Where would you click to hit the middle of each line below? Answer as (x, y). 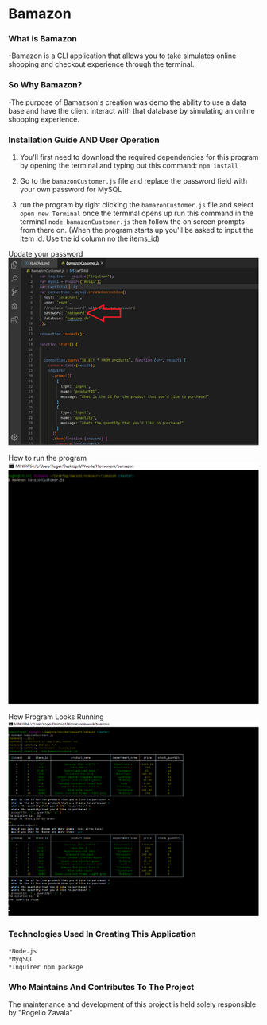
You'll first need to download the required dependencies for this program (139, 157)
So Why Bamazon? (45, 85)
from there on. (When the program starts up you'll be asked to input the (137, 230)
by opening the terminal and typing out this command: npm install (129, 166)
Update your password (46, 254)
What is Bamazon (43, 39)
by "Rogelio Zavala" (41, 1013)
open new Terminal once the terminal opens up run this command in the (137, 213)
